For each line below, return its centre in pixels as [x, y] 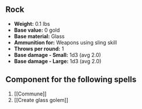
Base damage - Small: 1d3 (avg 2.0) [58, 54]
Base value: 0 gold [37, 30]
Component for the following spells [71, 79]
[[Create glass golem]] [41, 100]
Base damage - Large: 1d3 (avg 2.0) [58, 61]
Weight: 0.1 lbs [32, 23]
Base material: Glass [39, 36]
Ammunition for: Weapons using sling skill [65, 42]
